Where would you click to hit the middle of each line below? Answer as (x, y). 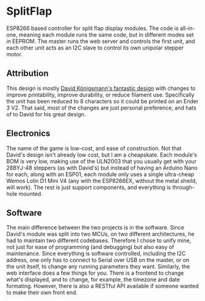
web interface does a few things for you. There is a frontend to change (95, 273)
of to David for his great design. (46, 114)
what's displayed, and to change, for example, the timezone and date (93, 280)
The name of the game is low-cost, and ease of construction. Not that (94, 148)
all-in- (187, 28)
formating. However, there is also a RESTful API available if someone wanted (103, 286)
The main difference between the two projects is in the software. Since (95, 228)
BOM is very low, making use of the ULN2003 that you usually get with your (102, 161)
